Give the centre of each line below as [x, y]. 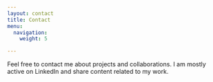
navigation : [31, 32]
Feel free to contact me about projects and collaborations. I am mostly [107, 64]
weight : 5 [34, 39]
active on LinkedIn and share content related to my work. [88, 72]
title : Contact [29, 20]
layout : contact [30, 13]
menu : [15, 26]
